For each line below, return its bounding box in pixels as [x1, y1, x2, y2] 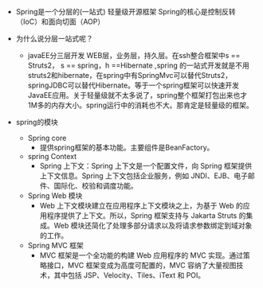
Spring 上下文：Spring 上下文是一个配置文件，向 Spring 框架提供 [39, 162, 253, 170]
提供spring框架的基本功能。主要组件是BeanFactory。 [39, 142, 214, 152]
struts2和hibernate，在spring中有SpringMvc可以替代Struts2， [27, 71, 233, 80]
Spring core [27, 134, 67, 142]
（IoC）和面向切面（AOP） [15, 17, 105, 26]
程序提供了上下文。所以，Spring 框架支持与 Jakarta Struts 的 [46, 211, 246, 220]
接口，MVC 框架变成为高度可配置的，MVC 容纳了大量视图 [46, 261, 237, 270]
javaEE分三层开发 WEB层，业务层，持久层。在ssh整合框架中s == [27, 51, 241, 60]
